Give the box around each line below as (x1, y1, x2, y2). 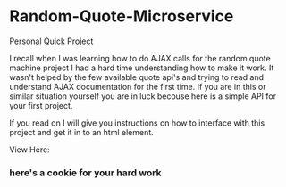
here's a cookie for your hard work (9, 167, 162, 179)
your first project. (9, 100, 73, 110)
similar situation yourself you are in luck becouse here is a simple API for (9, 91, 277, 102)
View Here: (9, 144, 51, 155)
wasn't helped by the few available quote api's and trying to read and (9, 71, 265, 82)
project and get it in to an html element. (9, 126, 154, 137)
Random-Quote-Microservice (9, 6, 234, 27)
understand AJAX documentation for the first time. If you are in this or (9, 81, 266, 92)
